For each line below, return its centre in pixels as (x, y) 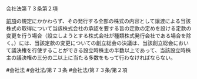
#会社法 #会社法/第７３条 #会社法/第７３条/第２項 (67, 70)
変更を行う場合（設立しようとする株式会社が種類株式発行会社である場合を (96, 36)
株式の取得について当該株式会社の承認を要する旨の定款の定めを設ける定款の (99, 28)
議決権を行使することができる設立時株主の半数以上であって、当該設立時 (98, 50)
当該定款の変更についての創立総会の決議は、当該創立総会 (104, 43)
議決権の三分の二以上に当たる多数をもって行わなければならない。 (96, 58)
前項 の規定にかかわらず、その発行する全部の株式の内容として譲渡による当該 (98, 21)
